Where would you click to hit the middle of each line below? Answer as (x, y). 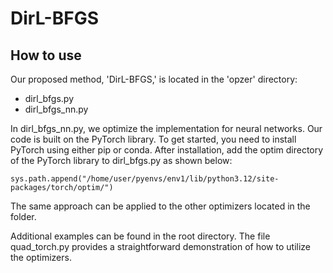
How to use (46, 55)
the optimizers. (41, 257)
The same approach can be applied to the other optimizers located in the (160, 206)
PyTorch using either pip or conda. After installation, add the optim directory (167, 150)
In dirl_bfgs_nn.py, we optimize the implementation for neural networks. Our (166, 128)
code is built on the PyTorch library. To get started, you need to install (153, 139)
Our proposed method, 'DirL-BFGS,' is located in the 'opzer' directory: (154, 79)
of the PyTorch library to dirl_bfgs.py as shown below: (121, 160)
